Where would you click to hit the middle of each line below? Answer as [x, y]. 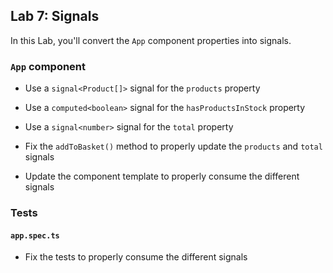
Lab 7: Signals [55, 16]
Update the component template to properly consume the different [162, 176]
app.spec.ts [35, 235]
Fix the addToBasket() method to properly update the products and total [173, 146]
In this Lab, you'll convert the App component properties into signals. [151, 40]
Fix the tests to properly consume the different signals [136, 257]
